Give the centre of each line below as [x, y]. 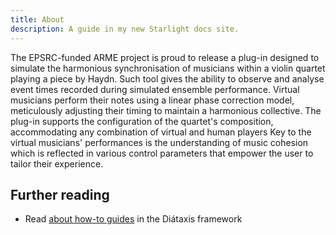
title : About [37, 19]
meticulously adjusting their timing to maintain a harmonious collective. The [166, 110]
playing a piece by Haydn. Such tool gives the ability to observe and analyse [167, 78]
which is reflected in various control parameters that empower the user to [162, 153]
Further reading [60, 194]
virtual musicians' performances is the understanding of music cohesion [159, 142]
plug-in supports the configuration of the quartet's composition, [142, 121]
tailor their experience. [57, 163]
